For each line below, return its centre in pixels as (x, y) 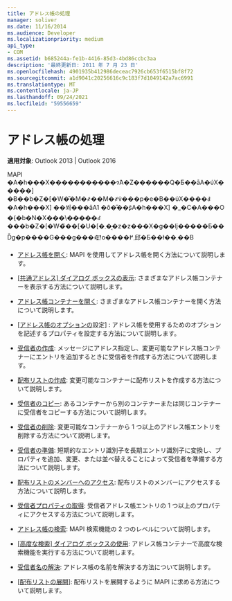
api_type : (21, 46)
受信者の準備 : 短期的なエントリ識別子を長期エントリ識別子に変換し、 (116, 450)
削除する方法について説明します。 (65, 435)
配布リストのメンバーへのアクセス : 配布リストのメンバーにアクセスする (119, 482)
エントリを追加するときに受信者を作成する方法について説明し (124, 357)
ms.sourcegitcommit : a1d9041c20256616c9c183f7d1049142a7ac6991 (100, 78)
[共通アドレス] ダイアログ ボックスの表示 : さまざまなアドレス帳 (108, 278)
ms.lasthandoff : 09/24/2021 (48, 98)
